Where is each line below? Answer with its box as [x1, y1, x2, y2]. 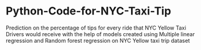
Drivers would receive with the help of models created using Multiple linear [6, 30, 195, 37]
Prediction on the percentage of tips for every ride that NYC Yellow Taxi [6, 24, 186, 31]
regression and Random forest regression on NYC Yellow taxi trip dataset [6, 37, 191, 44]
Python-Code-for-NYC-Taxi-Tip [6, 4, 172, 18]
